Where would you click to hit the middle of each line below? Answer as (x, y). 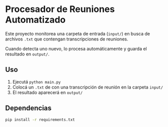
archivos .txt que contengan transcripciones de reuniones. (67, 39)
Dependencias (28, 108)
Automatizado (36, 20)
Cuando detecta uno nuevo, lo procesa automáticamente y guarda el (76, 48)
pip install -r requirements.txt (40, 119)
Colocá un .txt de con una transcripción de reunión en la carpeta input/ (88, 87)
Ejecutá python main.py (37, 81)
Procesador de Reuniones (60, 9)
